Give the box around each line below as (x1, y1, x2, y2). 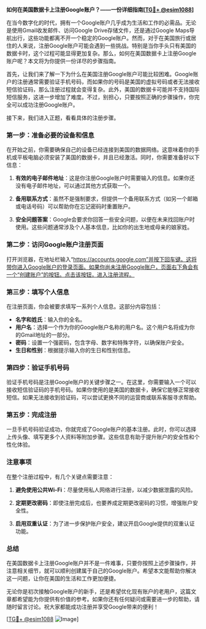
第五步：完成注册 (6, 411, 57, 419)
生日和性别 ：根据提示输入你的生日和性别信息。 (15, 346, 134, 353)
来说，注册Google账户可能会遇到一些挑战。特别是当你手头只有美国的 (22, 42, 197, 49)
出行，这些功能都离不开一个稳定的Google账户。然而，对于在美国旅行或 (11, 34, 191, 42)
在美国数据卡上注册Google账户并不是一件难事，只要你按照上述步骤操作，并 (6, 560, 197, 567)
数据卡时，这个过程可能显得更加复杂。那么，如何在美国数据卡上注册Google (6, 50, 197, 57)
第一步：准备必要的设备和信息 (6, 131, 95, 139)
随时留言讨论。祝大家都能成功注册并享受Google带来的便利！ (6, 603, 159, 611)
